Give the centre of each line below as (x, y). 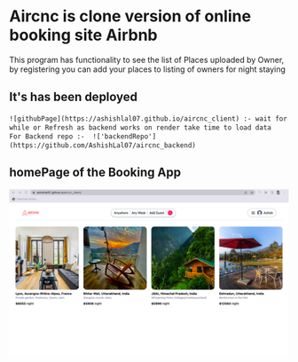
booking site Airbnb (83, 35)
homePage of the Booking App (95, 173)
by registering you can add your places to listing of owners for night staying (148, 69)
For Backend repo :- (47, 136)
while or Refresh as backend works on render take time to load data (141, 127)
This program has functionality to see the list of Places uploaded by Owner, (147, 59)
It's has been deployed (74, 97)
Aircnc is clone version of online (130, 16)
